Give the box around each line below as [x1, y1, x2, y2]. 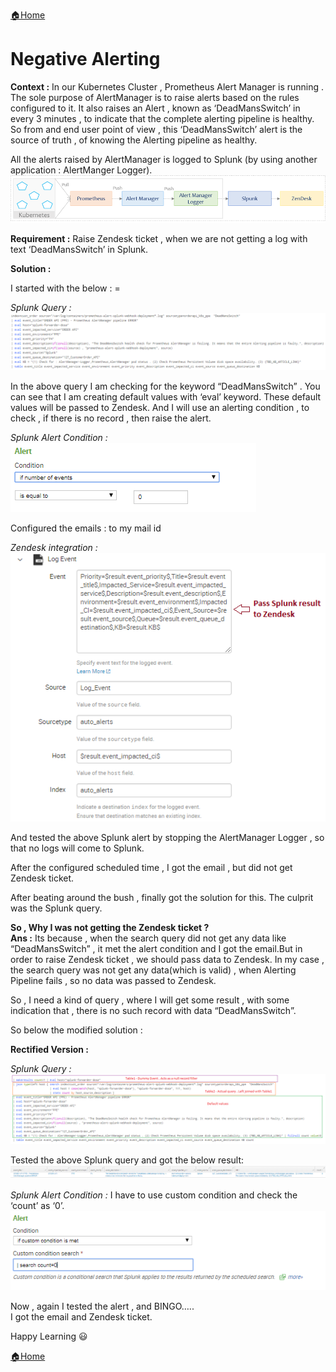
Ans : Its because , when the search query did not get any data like [10, 932, 287, 944]
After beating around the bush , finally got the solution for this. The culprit [10, 892, 314, 904]
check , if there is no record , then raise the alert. [10, 412, 212, 424]
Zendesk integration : [10, 542, 98, 553]
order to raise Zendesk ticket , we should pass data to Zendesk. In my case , [10, 954, 325, 966]
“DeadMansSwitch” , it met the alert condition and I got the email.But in [10, 943, 303, 955]
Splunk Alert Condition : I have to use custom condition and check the [10, 1189, 298, 1201]
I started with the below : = [10, 282, 121, 294]
